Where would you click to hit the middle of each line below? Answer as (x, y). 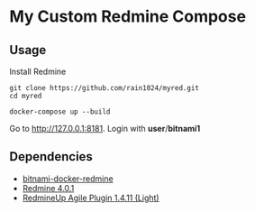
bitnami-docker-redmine (68, 179)
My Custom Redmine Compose (127, 17)
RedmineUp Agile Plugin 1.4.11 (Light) (91, 198)
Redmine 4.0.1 (48, 188)
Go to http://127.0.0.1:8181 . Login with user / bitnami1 (105, 129)
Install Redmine (38, 71)
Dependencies (51, 157)
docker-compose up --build (60, 112)
